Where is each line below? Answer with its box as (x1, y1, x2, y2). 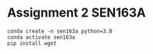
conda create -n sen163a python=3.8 (7, 28, 112, 35)
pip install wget (7, 39, 57, 46)
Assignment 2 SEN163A (7, 5, 146, 21)
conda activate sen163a (7, 33, 76, 41)
